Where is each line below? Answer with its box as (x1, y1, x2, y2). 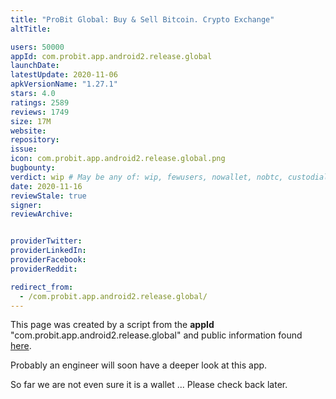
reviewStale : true (10, 191, 87, 201)
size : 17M (10, 116, 52, 126)
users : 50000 (10, 42, 65, 52)
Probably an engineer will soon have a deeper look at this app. (10, 359, 268, 371)
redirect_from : (10, 282, 74, 292)
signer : (10, 200, 43, 210)
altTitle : (10, 24, 52, 34)
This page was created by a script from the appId (10, 319, 215, 331)
